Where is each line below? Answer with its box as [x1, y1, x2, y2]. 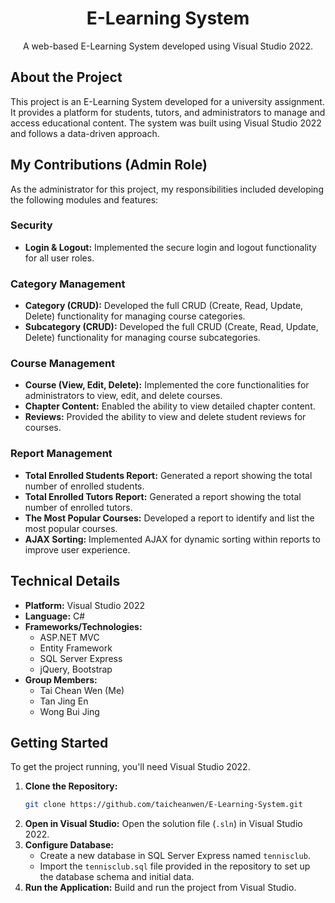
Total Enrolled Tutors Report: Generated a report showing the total [24, 490, 302, 502]
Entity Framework [39, 642, 113, 654]
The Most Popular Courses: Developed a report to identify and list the [24, 512, 315, 524]
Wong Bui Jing [39, 705, 100, 717]
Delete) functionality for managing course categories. [24, 310, 246, 322]
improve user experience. [24, 543, 131, 556]
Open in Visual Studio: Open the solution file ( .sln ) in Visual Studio [24, 818, 303, 830]
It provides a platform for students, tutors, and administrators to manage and [10, 106, 326, 118]
